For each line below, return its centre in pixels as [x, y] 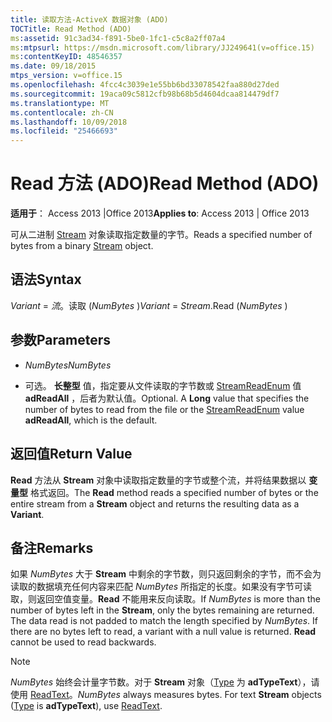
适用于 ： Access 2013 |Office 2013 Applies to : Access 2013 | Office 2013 [160, 213]
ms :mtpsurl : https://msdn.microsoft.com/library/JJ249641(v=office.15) [162, 47]
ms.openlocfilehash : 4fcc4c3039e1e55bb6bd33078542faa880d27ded [145, 85]
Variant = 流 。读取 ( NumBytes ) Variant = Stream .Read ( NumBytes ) [149, 305]
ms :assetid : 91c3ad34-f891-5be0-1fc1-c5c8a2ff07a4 [118, 38]
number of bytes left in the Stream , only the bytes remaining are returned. [162, 610]
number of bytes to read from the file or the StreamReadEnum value [164, 409]
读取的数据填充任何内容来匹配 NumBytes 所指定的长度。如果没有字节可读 [161, 587]
